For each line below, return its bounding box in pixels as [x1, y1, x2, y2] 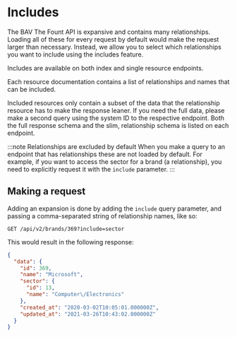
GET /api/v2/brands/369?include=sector [7, 225, 125, 232]
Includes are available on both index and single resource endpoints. [7, 64, 204, 72]
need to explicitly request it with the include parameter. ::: [7, 165, 175, 173]
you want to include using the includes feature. [7, 50, 144, 59]
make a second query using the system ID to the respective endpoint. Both [7, 114, 224, 122]
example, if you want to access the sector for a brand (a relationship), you [7, 157, 222, 166]
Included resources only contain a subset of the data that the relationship [7, 98, 220, 107]
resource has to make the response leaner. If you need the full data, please [7, 106, 225, 114]
